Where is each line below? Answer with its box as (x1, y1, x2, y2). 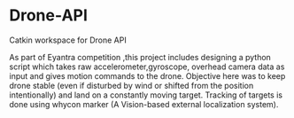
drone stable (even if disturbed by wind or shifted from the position (9, 80, 254, 90)
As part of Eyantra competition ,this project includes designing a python (9, 51, 272, 62)
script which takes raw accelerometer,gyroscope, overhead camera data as (9, 61, 285, 72)
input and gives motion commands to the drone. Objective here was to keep (9, 70, 286, 81)
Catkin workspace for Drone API (9, 35, 127, 45)
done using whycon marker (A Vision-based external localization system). (9, 98, 279, 109)
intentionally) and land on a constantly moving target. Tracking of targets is (9, 90, 283, 100)
